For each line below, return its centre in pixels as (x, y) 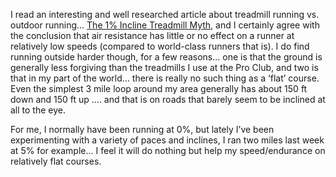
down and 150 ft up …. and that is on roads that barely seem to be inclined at (168, 99)
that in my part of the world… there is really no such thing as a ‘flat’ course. (165, 78)
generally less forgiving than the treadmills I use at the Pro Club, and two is (164, 67)
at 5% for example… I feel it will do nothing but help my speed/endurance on (168, 150)
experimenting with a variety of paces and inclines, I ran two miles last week (167, 140)
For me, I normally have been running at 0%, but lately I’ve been (142, 129)
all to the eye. (38, 110)
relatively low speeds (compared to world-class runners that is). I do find (160, 46)
